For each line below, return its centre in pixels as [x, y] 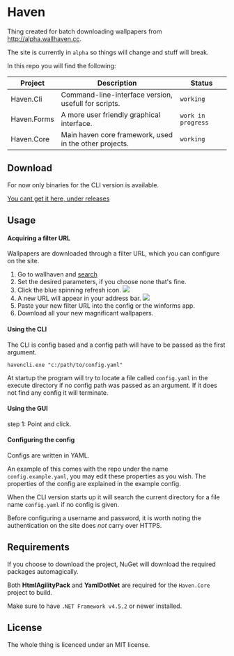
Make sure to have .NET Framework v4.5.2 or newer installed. [95, 606]
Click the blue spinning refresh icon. [69, 290]
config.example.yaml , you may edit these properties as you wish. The [107, 476]
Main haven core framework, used [117, 134]
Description [117, 83]
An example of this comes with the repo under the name [88, 469]
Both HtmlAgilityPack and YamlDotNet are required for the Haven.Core [109, 585]
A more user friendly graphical [111, 114]
